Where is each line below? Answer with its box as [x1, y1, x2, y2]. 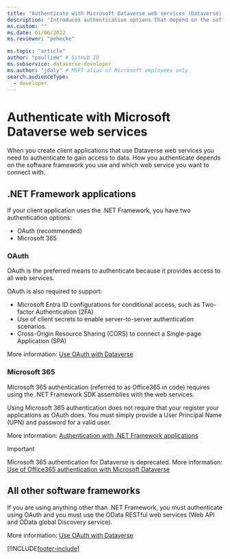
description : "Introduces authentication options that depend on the [7, 16, 210, 23]
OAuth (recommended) [16, 227, 82, 235]
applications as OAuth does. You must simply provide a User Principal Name [7, 410, 222, 419]
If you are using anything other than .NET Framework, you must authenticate [7, 503, 223, 511]
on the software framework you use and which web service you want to [7, 161, 209, 169]
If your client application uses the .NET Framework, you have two [7, 206, 191, 214]
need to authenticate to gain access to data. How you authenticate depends [7, 153, 221, 162]
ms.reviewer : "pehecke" [7, 36, 75, 42]
